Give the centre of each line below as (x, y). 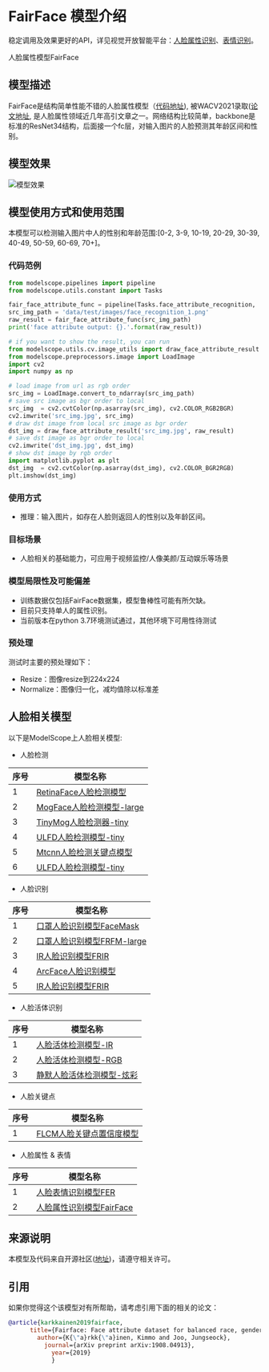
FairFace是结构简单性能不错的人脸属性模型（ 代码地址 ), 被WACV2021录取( (130, 106)
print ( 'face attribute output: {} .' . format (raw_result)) (105, 327)
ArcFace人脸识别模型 (76, 971)
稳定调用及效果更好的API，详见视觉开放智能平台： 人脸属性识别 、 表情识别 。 (133, 40)
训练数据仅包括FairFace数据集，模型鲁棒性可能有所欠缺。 (115, 600)
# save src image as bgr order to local (77, 401)
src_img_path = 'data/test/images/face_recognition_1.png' (109, 313)
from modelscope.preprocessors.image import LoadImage (102, 357)
